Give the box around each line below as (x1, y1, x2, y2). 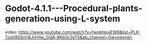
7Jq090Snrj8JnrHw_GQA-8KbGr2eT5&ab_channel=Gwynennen (5, 34, 132, 40)
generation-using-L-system (5, 13, 121, 24)
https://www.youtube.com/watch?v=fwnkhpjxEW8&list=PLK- (18, 29, 141, 35)
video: (5, 29, 18, 35)
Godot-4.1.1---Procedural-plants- (5, 3, 143, 14)
